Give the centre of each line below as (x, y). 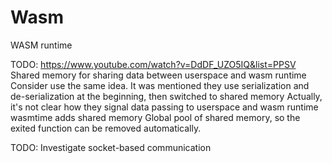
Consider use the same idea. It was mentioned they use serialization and (160, 85)
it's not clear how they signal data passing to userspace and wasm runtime (164, 107)
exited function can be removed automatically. (106, 128)
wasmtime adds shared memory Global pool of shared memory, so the (155, 117)
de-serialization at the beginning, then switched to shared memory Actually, (166, 96)
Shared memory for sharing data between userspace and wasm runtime (158, 75)
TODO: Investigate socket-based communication (111, 147)
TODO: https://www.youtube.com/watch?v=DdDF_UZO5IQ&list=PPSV (153, 64)
